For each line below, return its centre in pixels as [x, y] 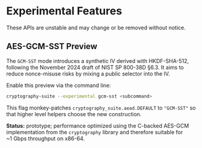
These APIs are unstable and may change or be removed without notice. [96, 28]
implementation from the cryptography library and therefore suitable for [95, 132]
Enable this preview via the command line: [59, 85]
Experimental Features [64, 11]
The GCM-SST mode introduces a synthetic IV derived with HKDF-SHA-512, [98, 61]
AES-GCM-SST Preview [52, 46]
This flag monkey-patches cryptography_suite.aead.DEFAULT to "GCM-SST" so [101, 108]
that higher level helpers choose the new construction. [74, 114]
